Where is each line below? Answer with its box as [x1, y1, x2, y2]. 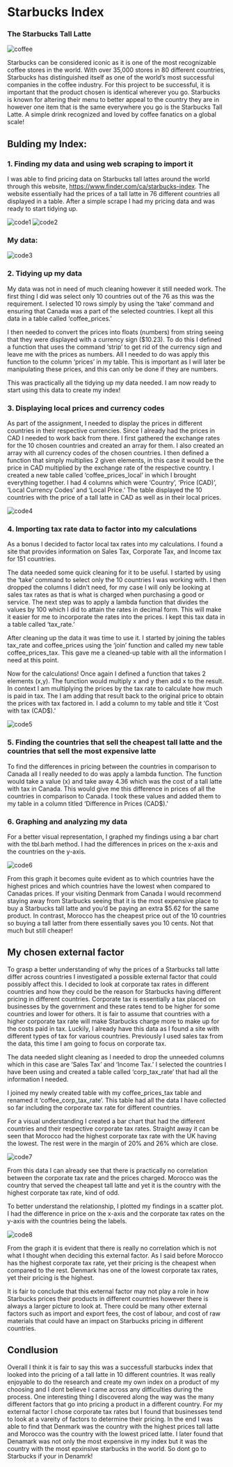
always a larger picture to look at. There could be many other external [7, 1302, 207, 1310]
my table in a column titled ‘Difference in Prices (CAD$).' [7, 799, 169, 807]
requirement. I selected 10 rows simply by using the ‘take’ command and [7, 299, 214, 308]
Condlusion [7, 1344, 58, 1356]
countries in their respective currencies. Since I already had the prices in [7, 426, 216, 435]
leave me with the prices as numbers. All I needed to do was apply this [7, 350, 210, 358]
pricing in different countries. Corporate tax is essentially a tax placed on [7, 995, 216, 1003]
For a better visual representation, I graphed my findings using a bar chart [7, 832, 219, 841]
